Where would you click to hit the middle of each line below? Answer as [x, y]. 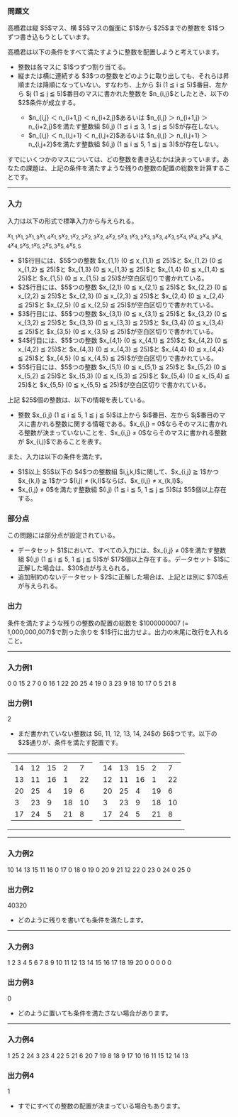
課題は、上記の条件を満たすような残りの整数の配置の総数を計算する [125, 168]
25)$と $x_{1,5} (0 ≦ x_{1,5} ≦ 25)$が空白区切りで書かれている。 [113, 278]
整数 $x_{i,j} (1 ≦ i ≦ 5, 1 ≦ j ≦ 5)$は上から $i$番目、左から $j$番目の [118, 415]
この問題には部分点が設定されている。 [63, 535]
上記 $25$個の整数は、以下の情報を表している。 [78, 400]
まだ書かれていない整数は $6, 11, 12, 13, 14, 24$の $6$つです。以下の [117, 734]
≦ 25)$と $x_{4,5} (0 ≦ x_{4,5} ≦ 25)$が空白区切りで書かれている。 [118, 358]
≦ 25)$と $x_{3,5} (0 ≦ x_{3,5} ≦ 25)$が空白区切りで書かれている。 [117, 332]
